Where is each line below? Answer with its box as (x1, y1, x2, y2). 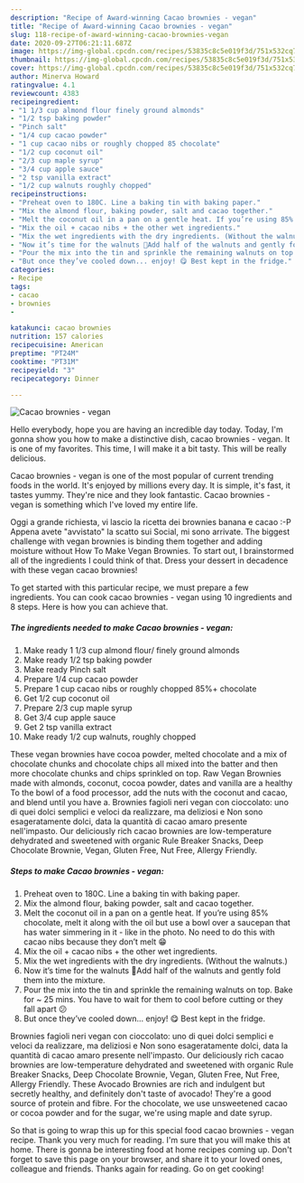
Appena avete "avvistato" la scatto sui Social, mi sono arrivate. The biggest (10, 526, 290, 538)
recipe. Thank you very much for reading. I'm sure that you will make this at (10, 1135, 291, 1146)
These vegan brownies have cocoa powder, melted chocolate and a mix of (10, 749, 288, 760)
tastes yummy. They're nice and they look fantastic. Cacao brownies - (10, 490, 271, 501)
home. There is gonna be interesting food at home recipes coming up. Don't (10, 1144, 292, 1155)
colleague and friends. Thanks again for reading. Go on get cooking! (10, 1163, 264, 1175)
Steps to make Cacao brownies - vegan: (10, 865, 165, 877)
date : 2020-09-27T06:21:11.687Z (10, 38, 132, 48)
